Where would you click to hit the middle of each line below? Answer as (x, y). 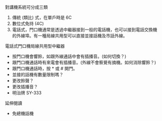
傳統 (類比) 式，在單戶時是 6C (42, 17)
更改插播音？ (25, 87)
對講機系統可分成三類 (26, 7)
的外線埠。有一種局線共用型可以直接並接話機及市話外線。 (70, 36)
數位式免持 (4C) (28, 24)
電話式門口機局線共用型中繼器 (35, 46)
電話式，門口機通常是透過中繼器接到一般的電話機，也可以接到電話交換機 (84, 30)
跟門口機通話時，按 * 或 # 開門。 (45, 69)
